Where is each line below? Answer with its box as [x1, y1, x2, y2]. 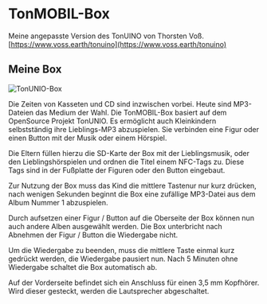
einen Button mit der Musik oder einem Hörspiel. [8, 133, 167, 142]
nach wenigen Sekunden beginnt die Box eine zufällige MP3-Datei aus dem [8, 189, 256, 199]
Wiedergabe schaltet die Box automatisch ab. [8, 262, 158, 271]
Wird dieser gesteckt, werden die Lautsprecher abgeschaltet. [8, 286, 210, 295]
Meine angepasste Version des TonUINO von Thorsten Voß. [8, 31, 205, 41]
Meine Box [8, 63, 62, 76]
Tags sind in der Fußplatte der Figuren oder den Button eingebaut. [8, 165, 226, 175]
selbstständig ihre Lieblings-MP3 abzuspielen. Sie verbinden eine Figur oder [8, 124, 259, 134]
